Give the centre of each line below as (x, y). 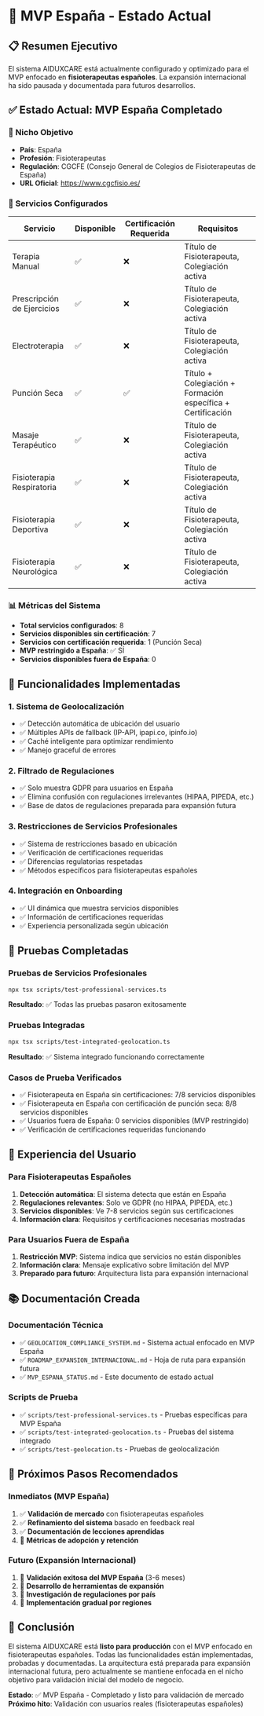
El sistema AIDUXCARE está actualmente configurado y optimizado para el (128, 69)
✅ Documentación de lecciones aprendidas (92, 1531)
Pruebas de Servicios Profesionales (78, 973)
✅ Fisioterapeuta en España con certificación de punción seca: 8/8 (128, 1103)
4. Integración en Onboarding (66, 891)
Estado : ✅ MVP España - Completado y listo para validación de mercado (126, 1695)
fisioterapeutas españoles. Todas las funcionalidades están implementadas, (131, 1654)
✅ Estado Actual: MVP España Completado (115, 110)
